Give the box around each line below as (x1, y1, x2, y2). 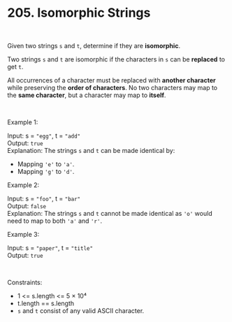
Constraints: (7, 278, 43, 286)
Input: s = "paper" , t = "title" (7, 243, 93, 252)
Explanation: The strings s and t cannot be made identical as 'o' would (7, 209, 212, 217)
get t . (7, 62, 24, 71)
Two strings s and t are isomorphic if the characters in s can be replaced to (7, 54, 226, 64)
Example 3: (7, 230, 40, 238)
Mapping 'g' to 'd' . (17, 167, 75, 175)
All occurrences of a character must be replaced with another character (7, 75, 217, 85)
